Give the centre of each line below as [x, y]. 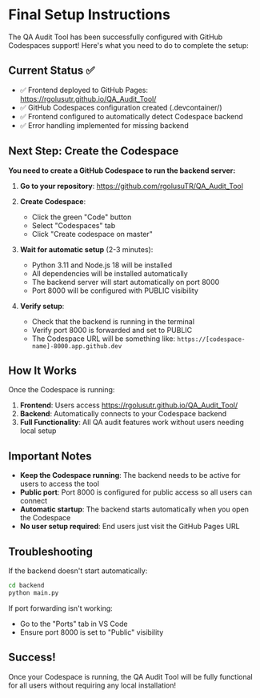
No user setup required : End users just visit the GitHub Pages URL [130, 527]
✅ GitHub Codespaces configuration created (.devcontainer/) [121, 107]
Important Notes [50, 456]
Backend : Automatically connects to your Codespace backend [123, 414]
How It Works [43, 370]
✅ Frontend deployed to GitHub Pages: [84, 90]
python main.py [34, 593]
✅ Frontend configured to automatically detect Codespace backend [132, 116]
